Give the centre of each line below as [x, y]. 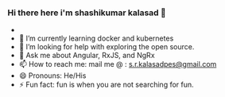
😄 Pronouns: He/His [52, 76]
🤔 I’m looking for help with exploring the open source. [107, 47]
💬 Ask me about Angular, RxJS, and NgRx [87, 56]
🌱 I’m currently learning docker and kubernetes [96, 38]
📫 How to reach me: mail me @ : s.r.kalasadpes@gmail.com [118, 64]
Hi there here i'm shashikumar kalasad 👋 [87, 13]
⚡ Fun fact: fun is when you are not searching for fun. [106, 85]
